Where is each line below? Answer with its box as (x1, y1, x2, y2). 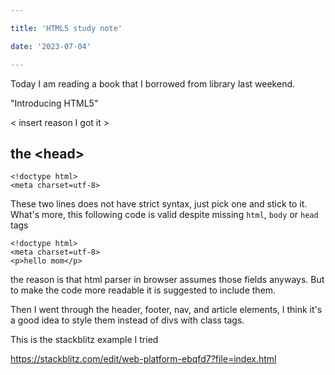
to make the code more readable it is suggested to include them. (10, 284, 277, 296)
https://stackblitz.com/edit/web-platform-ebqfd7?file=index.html (10, 353, 277, 365)
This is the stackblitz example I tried (10, 334, 159, 346)
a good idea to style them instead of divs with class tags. (10, 314, 245, 326)
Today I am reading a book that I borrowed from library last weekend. (10, 77, 296, 90)
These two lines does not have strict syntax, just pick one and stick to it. (10, 198, 308, 210)
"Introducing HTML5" (10, 97, 99, 109)
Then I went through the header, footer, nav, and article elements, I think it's (10, 304, 323, 316)
